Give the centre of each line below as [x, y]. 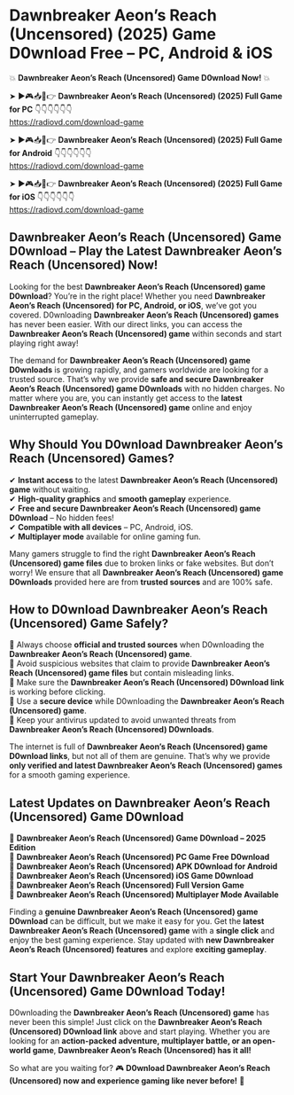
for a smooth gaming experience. [70, 775]
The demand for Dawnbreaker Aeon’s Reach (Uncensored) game [130, 360]
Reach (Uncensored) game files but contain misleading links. [122, 673]
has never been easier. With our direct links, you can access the [126, 324]
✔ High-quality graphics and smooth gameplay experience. [120, 498]
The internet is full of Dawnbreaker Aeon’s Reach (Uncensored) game [139, 747]
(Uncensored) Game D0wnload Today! [117, 991]
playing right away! [44, 343]
